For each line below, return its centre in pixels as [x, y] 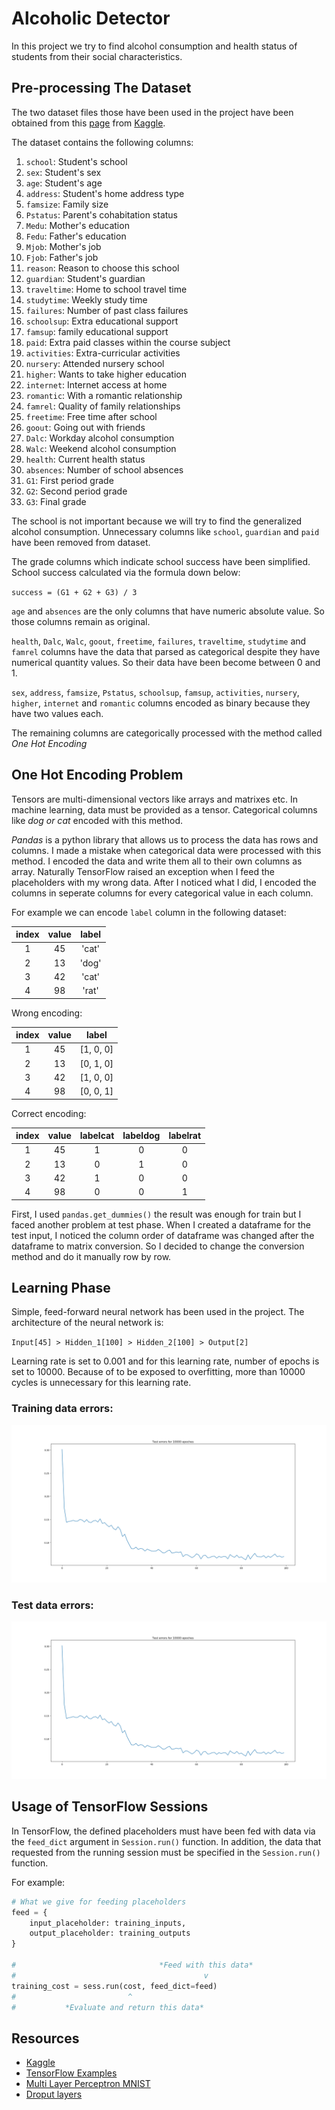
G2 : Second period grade [76, 491]
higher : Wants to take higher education [106, 374]
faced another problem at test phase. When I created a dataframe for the [161, 1224]
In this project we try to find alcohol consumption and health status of [154, 46]
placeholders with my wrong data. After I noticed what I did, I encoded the [164, 882]
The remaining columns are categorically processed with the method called [167, 733]
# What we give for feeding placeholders [99, 1902]
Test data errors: [52, 1605]
